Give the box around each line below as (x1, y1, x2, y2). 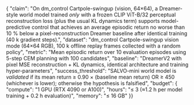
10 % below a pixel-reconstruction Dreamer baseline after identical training (6, 30, 188, 37)
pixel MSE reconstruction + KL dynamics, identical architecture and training (6, 61, 189, 68)
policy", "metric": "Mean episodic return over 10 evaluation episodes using (6, 49, 186, 55)
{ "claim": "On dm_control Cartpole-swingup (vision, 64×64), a (6, 5, 158, 12)
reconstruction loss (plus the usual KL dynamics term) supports (6, 18, 160, 24)
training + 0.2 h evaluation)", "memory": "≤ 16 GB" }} (6, 92, 133, 99)
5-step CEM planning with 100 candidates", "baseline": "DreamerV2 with (6, 55, 182, 62)
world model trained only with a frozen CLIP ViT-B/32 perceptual (19, 11, 176, 18)
